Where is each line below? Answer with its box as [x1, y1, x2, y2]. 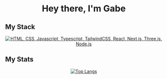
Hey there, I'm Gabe [41, 3, 126, 14]
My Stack [5, 23, 35, 31]
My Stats [5, 55, 34, 64]
